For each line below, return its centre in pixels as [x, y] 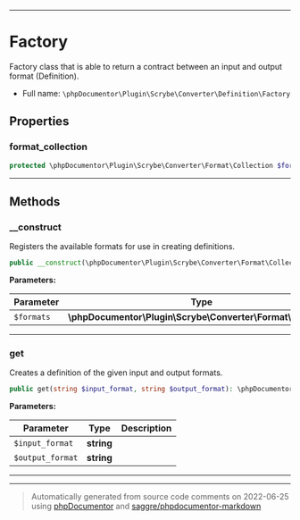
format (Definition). [44, 76]
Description [146, 428]
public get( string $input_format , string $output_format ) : [121, 390]
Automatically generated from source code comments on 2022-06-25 [160, 497]
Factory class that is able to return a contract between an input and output [146, 66]
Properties [39, 122]
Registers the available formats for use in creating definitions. [122, 247]
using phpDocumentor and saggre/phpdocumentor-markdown [146, 507]
